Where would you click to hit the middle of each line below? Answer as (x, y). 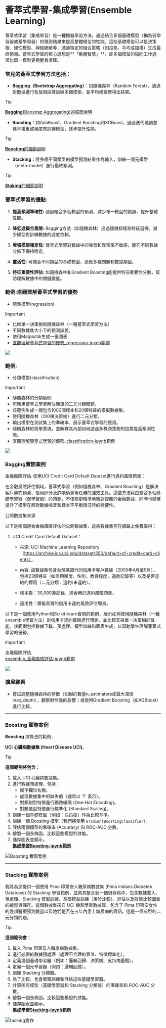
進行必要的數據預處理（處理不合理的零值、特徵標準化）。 (70, 954)
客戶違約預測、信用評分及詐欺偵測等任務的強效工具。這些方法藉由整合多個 (81, 493)
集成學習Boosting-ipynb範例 (42, 846)
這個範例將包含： (22, 767)
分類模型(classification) (36, 378)
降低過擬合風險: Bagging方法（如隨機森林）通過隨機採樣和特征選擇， (83, 228)
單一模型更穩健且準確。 (38, 60)
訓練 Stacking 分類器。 (36, 973)
